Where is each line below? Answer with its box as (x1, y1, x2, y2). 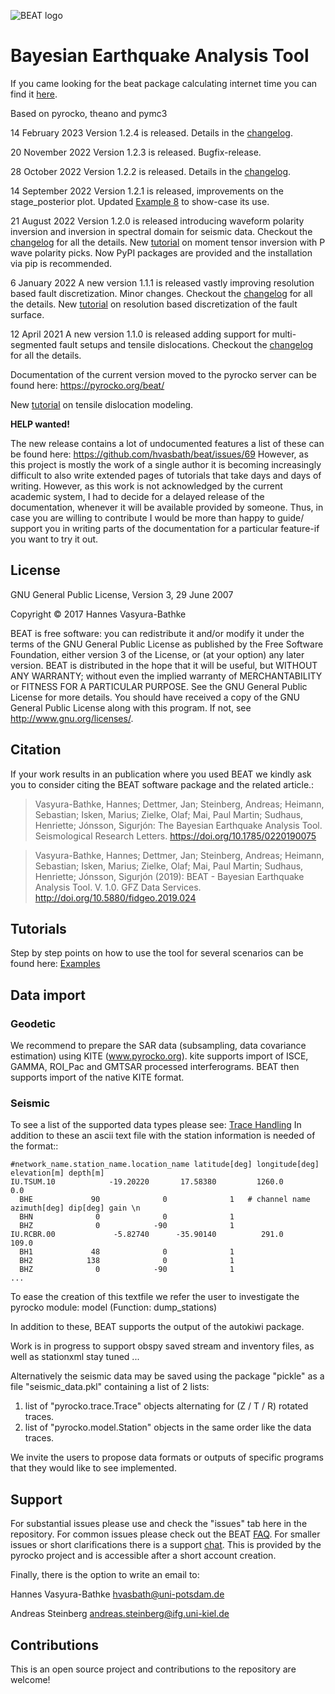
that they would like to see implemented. (10, 1462, 177, 1474)
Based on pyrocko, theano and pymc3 (10, 107, 168, 119)
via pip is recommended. (10, 257, 113, 269)
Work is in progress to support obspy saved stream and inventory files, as (10, 1340, 315, 1352)
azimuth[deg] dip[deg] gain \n (10, 1203, 141, 1214)
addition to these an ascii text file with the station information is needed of (10, 1130, 316, 1142)
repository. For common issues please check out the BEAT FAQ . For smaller (10, 1528, 321, 1540)
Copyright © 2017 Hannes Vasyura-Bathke (10, 608, 187, 620)
